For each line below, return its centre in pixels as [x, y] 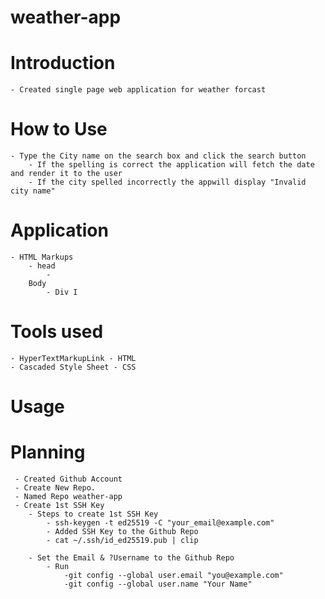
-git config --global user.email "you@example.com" [173, 576]
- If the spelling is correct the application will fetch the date [171, 165]
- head [42, 266]
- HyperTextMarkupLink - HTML [73, 358]
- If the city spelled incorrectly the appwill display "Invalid [167, 182]
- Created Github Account [68, 479]
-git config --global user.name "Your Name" [158, 584]
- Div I [62, 292]
